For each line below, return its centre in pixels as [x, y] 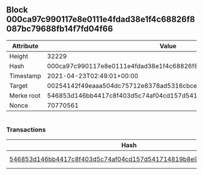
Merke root [25, 95]
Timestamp [25, 76]
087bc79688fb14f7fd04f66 [60, 29]
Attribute [25, 46]
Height [19, 56]
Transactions [26, 130]
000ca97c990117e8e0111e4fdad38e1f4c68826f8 [101, 20]
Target [19, 85]
